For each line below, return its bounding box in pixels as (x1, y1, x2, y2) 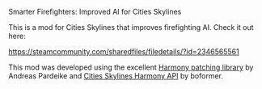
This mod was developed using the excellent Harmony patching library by (8, 62, 254, 72)
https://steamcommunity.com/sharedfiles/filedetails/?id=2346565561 (8, 47, 240, 56)
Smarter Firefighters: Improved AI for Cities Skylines (8, 7, 182, 16)
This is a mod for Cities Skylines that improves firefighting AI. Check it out (8, 23, 254, 32)
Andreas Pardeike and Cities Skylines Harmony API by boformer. (8, 71, 224, 80)
